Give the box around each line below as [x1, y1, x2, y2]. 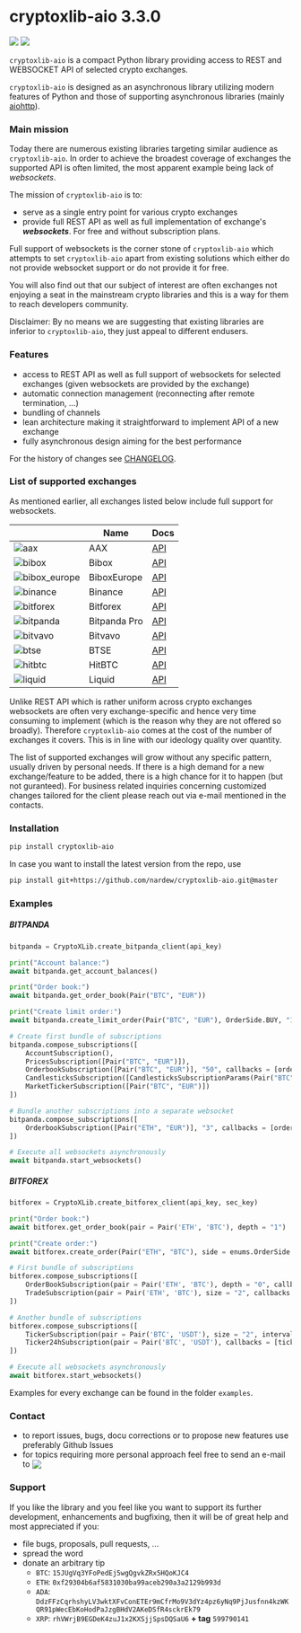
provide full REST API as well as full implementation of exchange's [21, 216, 267, 227]
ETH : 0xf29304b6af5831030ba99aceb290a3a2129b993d [35, 1576, 221, 1587]
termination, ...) [21, 397, 79, 408]
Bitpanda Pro [89, 614, 143, 627]
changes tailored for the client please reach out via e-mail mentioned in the [9, 790, 287, 800]
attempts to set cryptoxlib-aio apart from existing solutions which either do [9, 253, 290, 264]
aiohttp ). [9, 101, 40, 111]
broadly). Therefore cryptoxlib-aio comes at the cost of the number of [9, 725, 272, 736]
